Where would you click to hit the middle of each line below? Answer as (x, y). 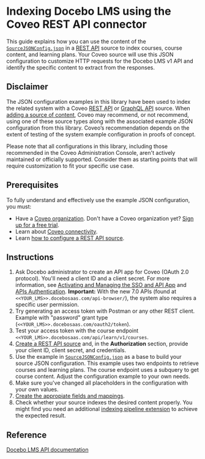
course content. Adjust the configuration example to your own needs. (103, 377)
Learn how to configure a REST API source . (70, 238)
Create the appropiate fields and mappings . (70, 396)
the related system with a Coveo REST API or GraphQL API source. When (99, 108)
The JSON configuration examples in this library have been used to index (99, 101)
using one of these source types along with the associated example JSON (99, 121)
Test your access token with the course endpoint (77, 331)
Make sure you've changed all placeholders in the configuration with (102, 383)
